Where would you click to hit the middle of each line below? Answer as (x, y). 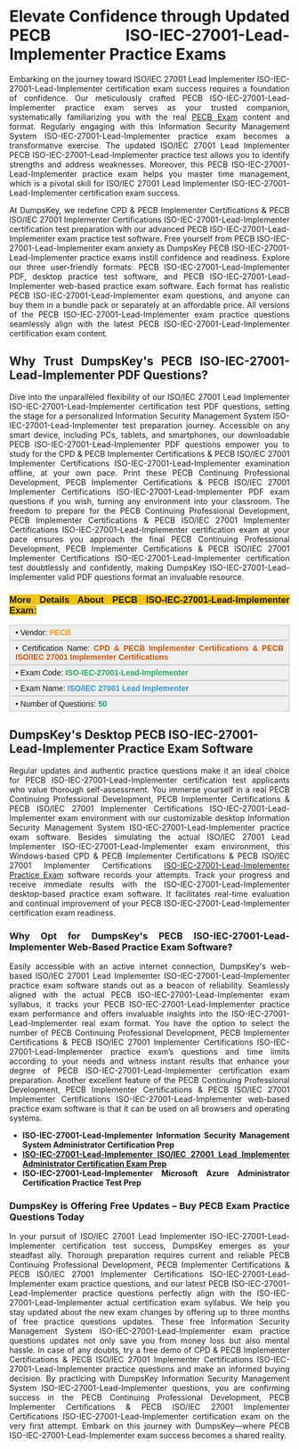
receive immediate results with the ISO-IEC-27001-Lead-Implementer (149, 884)
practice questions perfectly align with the (167, 1293)
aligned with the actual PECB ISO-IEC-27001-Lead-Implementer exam (149, 995)
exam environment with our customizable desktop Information (174, 817)
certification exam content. (59, 333)
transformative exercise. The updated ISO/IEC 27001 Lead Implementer (149, 145)
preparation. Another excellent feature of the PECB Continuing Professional (149, 1081)
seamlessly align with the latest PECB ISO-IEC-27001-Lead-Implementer (149, 324)
